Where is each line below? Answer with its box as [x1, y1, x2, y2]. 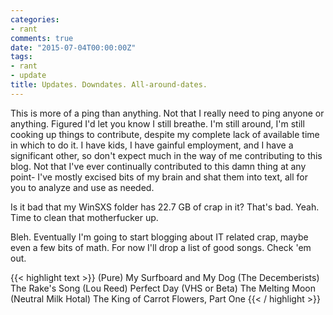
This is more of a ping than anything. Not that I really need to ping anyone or [10, 107, 325, 119]
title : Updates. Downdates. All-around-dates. [10, 80, 208, 90]
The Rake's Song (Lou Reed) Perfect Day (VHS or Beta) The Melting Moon [10, 282, 317, 294]
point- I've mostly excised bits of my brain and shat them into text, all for [10, 171, 309, 183]
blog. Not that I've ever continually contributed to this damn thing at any [10, 160, 307, 172]
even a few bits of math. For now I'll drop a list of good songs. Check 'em [10, 241, 312, 253]
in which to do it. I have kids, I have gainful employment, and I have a [10, 139, 294, 151]
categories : [10, 14, 60, 25]
